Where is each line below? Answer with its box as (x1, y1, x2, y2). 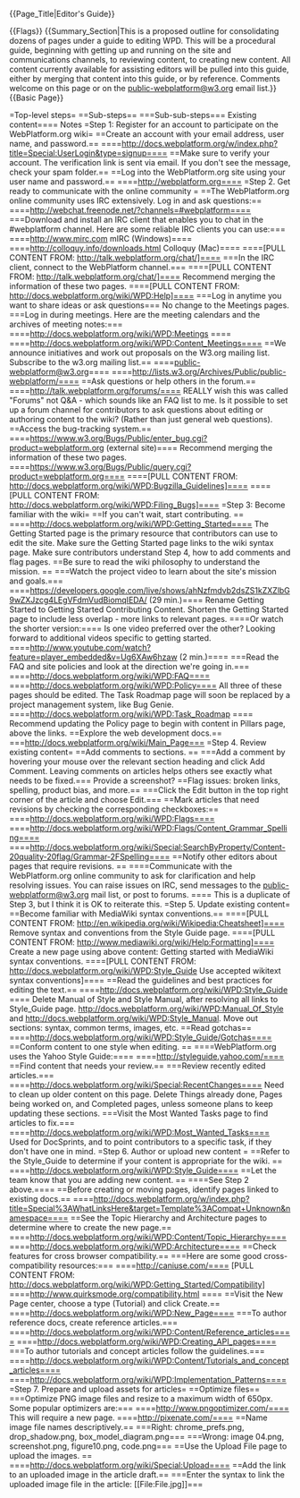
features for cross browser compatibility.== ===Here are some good (9, 1251, 262, 1261)
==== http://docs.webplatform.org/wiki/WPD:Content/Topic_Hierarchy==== (9, 1231, 287, 1242)
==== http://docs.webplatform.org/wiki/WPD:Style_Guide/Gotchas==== (9, 1032, 272, 1043)
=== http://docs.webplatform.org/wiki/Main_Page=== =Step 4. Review (9, 737, 267, 747)
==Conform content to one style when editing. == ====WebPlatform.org (9, 1042, 277, 1051)
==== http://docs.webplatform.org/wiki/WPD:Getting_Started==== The (9, 519, 270, 529)
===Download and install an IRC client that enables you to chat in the (9, 215, 263, 225)
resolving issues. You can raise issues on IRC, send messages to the (9, 880, 262, 890)
